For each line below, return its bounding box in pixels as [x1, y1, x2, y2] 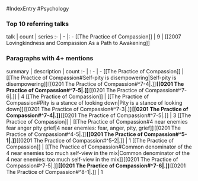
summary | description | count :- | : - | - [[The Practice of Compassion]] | [6, 67, 184, 75]
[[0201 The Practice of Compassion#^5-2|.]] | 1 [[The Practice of [16, 137, 174, 144]
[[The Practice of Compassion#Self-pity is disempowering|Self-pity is [6, 74, 177, 81]
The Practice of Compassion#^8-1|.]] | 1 [6, 168, 103, 175]
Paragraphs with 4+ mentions [6, 54, 94, 63]
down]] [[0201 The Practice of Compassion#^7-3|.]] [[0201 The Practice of [6, 105, 189, 112]
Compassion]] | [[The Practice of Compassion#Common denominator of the [6, 143, 192, 150]
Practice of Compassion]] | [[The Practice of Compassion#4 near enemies [6, 118, 188, 125]
